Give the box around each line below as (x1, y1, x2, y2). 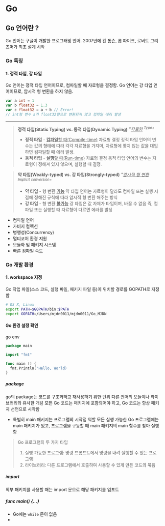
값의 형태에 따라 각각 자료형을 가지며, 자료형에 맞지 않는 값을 (34, 143, 149, 149)
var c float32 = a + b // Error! (5, 107, 74, 112)
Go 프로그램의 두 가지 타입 (17, 439, 68, 445)
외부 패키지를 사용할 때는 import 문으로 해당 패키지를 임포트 (5, 487, 119, 493)
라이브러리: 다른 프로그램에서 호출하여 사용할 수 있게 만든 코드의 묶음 (24, 462, 156, 468)
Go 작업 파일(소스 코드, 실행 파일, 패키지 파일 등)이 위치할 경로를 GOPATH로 (5, 286, 151, 292)
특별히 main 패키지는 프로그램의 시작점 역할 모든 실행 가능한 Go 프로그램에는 (12, 416, 159, 423)
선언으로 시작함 (10, 406, 40, 412)
